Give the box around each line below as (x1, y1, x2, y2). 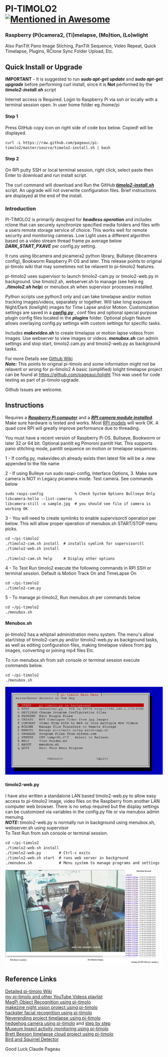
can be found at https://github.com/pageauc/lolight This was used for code (5, 372, 160, 378)
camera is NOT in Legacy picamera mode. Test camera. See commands (5, 475, 153, 481)
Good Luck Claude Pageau (5, 1046, 60, 1052)
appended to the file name (5, 460, 60, 466)
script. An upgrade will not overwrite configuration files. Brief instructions (5, 187, 156, 193)
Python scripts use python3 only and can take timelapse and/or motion (5, 294, 151, 299)
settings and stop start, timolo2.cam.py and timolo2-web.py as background (5, 340, 160, 346)
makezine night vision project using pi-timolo (5, 1004, 98, 1010)
